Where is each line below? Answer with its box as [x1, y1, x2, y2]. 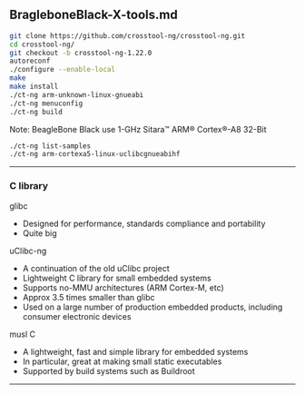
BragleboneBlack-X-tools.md [9, 7, 179, 23]
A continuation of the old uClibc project [22, 262, 170, 273]
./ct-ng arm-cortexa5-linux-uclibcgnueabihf [9, 150, 181, 159]
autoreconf [9, 56, 51, 66]
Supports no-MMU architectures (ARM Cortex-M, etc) [22, 281, 224, 293]
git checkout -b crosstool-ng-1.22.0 [9, 48, 152, 57]
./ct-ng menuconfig [9, 99, 84, 108]
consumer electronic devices [22, 310, 132, 321]
